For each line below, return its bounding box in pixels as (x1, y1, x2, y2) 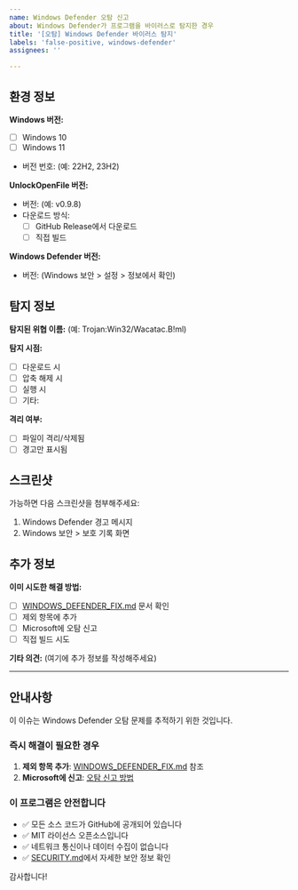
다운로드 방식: (21, 210, 71, 220)
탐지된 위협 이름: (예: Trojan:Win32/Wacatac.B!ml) (9, 324, 187, 334)
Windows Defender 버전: (9, 251, 101, 262)
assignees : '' (9, 46, 62, 55)
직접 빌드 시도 (21, 634, 70, 645)
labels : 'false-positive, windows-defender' (9, 37, 176, 47)
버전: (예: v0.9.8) (21, 199, 82, 210)
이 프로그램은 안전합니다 (9, 797, 106, 809)
